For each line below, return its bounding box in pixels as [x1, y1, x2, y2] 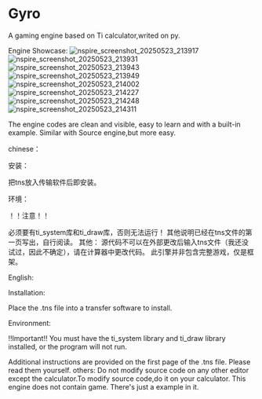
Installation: [8, 287, 45, 297]
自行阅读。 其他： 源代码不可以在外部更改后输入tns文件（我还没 [42, 237, 249, 247]
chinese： [8, 144, 41, 153]
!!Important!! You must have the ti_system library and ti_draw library [8, 333, 226, 342]
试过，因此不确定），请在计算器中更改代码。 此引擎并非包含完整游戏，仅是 [8, 247, 247, 256]
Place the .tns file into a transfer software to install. [8, 303, 173, 313]
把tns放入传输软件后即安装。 [8, 178, 101, 187]
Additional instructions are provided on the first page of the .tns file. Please [8, 357, 251, 366]
